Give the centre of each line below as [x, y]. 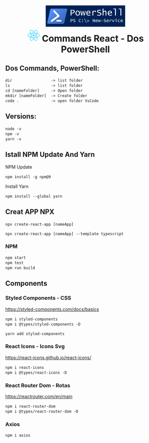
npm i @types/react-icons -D [36, 372]
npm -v [12, 134]
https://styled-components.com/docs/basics [52, 309]
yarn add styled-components [35, 334]
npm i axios [18, 435]
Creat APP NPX [30, 212]
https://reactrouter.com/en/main [39, 397]
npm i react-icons [25, 367]
